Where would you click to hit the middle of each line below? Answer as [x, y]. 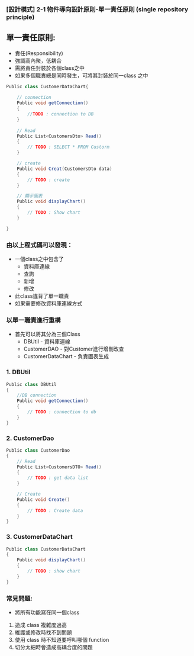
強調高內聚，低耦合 [38, 60]
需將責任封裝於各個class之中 [49, 68]
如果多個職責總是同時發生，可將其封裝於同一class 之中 [81, 75]
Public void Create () [43, 499]
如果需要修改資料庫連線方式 [48, 304]
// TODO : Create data [55, 510]
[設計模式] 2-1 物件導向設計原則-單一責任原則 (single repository [97, 9]
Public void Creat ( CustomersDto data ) [64, 169]
